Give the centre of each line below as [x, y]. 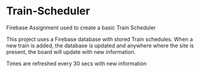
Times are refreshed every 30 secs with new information [77, 63]
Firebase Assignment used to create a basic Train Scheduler [81, 28]
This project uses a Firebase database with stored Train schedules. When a [100, 39]
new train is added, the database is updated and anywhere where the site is [100, 45]
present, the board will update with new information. [71, 51]
